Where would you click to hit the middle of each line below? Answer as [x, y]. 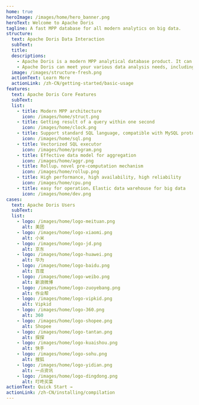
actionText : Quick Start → [39, 387]
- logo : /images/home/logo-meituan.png [66, 222]
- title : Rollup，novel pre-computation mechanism [80, 166]
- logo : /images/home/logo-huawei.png [65, 255]
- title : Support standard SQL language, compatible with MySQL [98, 133]
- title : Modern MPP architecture [59, 111]
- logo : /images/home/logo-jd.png [59, 243]
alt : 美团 [33, 227]
